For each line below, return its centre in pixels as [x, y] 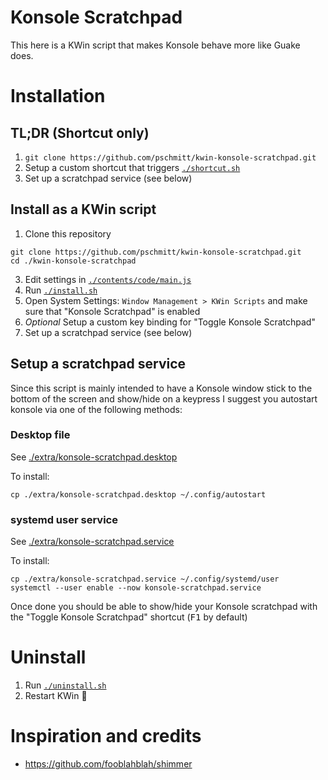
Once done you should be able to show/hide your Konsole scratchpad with [164, 607]
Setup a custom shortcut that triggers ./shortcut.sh [132, 167]
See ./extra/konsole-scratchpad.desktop [94, 457]
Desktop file [40, 435]
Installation [58, 96]
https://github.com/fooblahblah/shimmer [108, 764]
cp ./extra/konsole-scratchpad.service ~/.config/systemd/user [145, 579]
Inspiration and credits [106, 736]
